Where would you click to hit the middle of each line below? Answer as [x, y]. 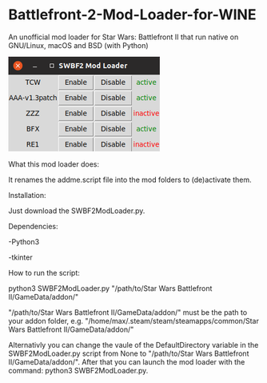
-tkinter [21, 257]
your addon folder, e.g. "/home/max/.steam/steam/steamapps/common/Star [134, 321]
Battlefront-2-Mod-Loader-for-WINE [132, 15]
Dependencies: [33, 226]
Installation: [27, 195]
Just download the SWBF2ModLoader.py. [77, 211]
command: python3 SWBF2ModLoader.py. [78, 370]
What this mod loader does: [54, 164]
